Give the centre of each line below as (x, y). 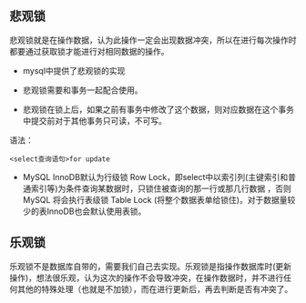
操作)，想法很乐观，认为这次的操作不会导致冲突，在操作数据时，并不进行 (147, 278)
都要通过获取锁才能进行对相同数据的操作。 (89, 51)
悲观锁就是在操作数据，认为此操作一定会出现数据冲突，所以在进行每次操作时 (153, 40)
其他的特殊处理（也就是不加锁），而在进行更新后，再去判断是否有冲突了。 (155, 288)
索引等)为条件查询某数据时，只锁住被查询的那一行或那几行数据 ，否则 (161, 188)
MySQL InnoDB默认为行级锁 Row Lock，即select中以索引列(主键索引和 (155, 177)
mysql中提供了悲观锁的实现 (74, 70)
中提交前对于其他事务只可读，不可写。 (94, 120)
